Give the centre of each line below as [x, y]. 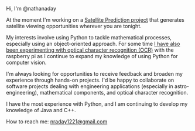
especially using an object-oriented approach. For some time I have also [93, 44]
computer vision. [26, 62]
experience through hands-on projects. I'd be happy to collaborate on [90, 80]
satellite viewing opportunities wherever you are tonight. [74, 26]
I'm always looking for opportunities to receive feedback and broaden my [95, 74]
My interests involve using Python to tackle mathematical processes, [89, 37]
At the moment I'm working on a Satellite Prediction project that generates [95, 20]
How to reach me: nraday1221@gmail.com [57, 122]
